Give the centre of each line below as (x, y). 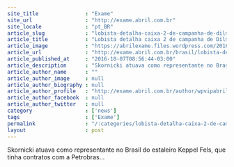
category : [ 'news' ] (62, 111)
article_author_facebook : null (56, 98)
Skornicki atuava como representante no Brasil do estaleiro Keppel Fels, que (117, 150)
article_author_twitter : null (56, 104)
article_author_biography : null (56, 85)
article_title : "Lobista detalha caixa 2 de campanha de (110, 40)
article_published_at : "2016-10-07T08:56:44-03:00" (92, 59)
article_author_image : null (56, 78)
